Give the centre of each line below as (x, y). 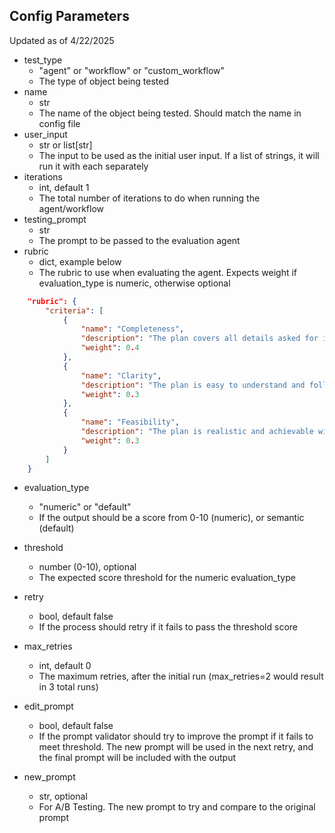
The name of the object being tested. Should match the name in (170, 113)
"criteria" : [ (74, 310)
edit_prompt (48, 706)
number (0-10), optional (87, 567)
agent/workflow (71, 208)
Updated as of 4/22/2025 (62, 40)
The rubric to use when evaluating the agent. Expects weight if (168, 272)
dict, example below (80, 261)
